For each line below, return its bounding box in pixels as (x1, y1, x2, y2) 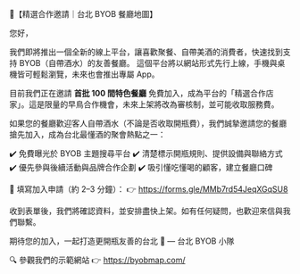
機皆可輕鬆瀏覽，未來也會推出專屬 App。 (9, 69, 160, 79)
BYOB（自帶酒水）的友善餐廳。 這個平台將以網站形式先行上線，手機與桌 (19, 58, 286, 68)
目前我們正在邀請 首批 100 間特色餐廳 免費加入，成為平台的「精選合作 (9, 88, 266, 98)
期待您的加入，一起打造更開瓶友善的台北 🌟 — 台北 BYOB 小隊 (9, 236, 235, 246)
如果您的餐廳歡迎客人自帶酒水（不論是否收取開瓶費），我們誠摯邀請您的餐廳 (9, 118, 287, 129)
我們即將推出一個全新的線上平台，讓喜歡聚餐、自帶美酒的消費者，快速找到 (9, 46, 283, 57)
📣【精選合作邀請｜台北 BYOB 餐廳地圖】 (9, 9, 158, 19)
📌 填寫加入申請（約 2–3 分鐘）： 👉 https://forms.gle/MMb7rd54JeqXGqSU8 (9, 184, 288, 195)
